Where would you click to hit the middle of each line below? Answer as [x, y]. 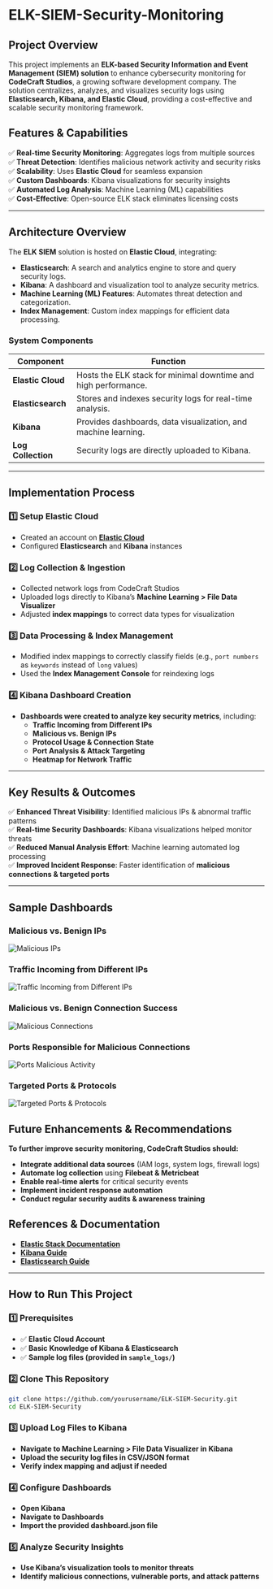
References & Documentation [84, 1224]
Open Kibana [43, 1509]
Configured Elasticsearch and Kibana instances [101, 545]
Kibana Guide [43, 1253]
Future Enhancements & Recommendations [120, 1129]
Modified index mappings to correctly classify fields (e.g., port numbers [139, 657]
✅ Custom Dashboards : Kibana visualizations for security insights [119, 180]
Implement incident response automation [91, 1190]
